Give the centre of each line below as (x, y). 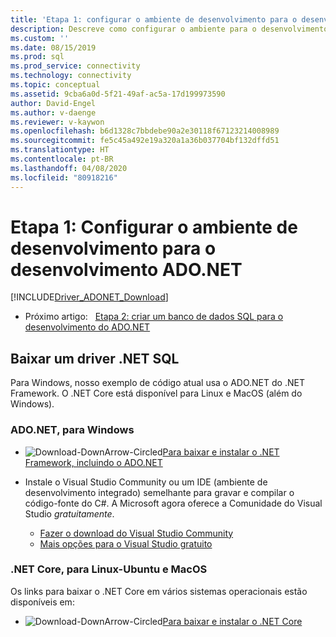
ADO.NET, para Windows (72, 430)
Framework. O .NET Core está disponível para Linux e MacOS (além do (156, 393)
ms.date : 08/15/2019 (53, 47)
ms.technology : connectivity (71, 76)
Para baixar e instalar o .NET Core (232, 621)
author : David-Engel (53, 103)
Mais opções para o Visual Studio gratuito (126, 543)
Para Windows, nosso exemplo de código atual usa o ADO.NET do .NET (157, 383)
